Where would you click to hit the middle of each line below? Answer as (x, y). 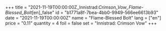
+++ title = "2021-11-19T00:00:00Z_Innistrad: (52, 7)
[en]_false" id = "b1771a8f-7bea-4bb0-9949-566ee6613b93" (95, 12)
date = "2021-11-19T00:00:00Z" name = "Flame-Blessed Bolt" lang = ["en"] (83, 18)
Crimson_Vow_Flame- (121, 7)
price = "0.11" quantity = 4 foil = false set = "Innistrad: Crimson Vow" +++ (81, 23)
